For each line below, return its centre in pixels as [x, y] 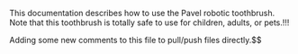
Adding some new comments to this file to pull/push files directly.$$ [136, 40]
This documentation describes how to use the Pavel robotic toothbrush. [142, 13]
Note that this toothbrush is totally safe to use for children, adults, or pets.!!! [149, 22]
